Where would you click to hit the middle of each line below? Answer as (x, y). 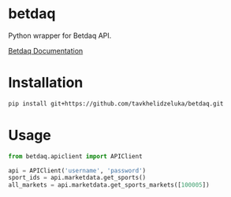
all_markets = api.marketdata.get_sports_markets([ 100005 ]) (109, 185)
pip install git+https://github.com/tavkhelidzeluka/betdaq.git (116, 103)
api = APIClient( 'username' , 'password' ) (77, 170)
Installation (46, 83)
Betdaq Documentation (46, 50)
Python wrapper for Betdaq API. (60, 35)
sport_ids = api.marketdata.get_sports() (77, 178)
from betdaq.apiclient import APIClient (76, 156)
